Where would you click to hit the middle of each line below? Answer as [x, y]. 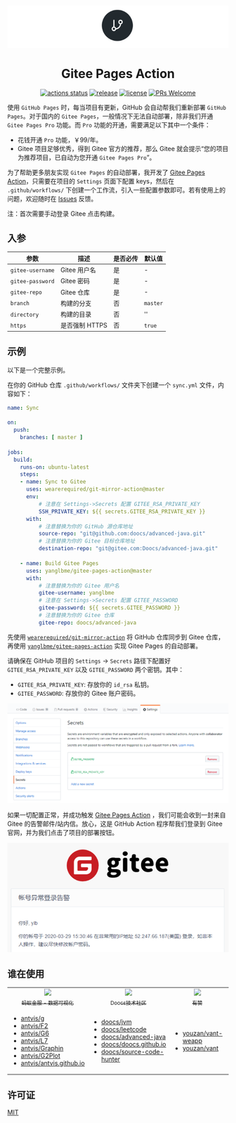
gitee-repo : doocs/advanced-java [87, 623]
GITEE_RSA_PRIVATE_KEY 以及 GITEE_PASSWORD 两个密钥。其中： [96, 669]
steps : [29, 474]
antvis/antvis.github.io [53, 1063]
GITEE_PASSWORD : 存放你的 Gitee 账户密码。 [78, 693]
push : [22, 430]
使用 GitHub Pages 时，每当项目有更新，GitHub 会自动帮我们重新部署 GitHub [117, 108]
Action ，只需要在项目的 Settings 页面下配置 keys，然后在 [91, 181]
